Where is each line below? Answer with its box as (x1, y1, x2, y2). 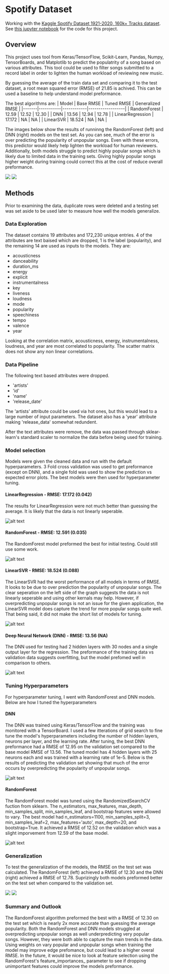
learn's (5, 434, 20, 440)
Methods (5, 189, 34, 198)
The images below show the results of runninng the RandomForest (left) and (5, 126, 164, 132)
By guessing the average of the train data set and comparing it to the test (5, 79, 157, 86)
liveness (12, 290, 30, 296)
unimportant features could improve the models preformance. (5, 963, 134, 969)
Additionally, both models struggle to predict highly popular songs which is (5, 148, 161, 154)
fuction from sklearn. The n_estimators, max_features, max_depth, (5, 803, 143, 809)
